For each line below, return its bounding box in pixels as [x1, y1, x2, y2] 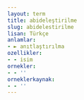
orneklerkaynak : [7, 75, 55, 83]
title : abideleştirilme [7, 17, 78, 24]
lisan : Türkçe [7, 30, 49, 37]
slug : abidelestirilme [7, 23, 74, 30]
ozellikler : [7, 50, 42, 57]
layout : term [7, 10, 46, 18]
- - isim [7, 56, 33, 63]
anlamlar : [7, 37, 37, 44]
